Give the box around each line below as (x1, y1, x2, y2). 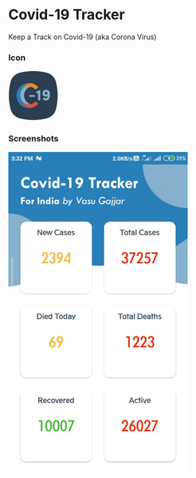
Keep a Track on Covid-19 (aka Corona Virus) (8, 32, 157, 42)
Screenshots (8, 133, 59, 145)
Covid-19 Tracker (8, 6, 125, 24)
